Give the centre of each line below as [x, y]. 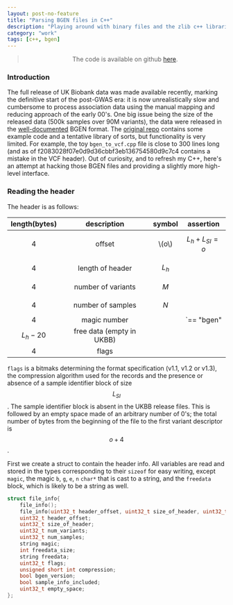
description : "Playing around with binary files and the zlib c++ [105, 26]
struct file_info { [34, 498]
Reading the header [41, 192]
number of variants [105, 287]
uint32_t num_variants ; [54, 531]
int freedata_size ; [48, 550]
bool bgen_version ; [48, 576]
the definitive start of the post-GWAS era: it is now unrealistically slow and [113, 100]
